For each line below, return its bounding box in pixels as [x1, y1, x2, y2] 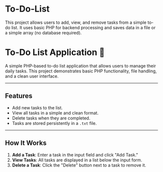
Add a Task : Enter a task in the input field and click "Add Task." [12, 152, 138, 157]
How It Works [5, 139, 47, 147]
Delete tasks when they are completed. [12, 115, 91, 121]
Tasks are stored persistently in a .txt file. [12, 120, 97, 126]
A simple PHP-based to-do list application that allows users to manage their [5, 63, 156, 69]
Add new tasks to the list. [12, 104, 63, 110]
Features [5, 92, 33, 100]
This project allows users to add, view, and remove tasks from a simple [5, 19, 147, 25]
